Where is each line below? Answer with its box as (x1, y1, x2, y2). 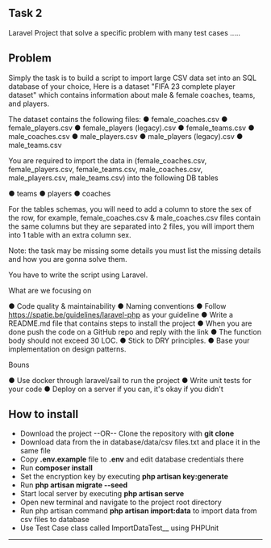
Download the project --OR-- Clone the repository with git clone (19, 428, 235, 439)
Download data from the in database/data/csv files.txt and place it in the (19, 437, 261, 447)
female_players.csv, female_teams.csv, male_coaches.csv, (8, 164, 203, 174)
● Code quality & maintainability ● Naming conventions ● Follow (8, 301, 227, 310)
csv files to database (19, 515, 90, 525)
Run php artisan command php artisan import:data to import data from (19, 506, 257, 516)
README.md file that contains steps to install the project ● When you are (8, 318, 252, 328)
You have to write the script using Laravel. (8, 270, 148, 280)
